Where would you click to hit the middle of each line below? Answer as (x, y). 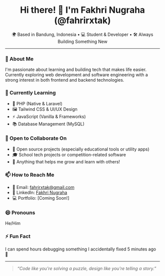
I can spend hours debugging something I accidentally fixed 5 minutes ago (81, 249)
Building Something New (82, 41)
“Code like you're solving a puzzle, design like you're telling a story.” (86, 268)
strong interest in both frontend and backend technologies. (65, 80)
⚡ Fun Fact (18, 237)
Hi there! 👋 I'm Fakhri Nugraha (82, 10)
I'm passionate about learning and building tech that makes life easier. (76, 70)
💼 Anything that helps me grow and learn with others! (66, 161)
